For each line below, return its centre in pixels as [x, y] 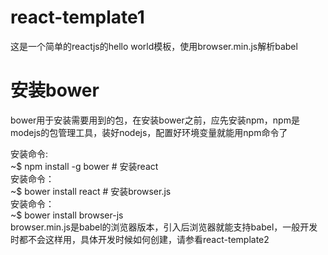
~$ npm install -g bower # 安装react [84, 166]
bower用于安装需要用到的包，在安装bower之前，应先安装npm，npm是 [155, 120]
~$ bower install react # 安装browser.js [91, 191]
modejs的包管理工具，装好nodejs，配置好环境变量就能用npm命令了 [149, 132]
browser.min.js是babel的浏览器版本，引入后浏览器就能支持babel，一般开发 [164, 227]
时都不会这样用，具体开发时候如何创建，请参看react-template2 [140, 239]
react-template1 [77, 17]
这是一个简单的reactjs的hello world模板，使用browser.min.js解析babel [154, 46]
